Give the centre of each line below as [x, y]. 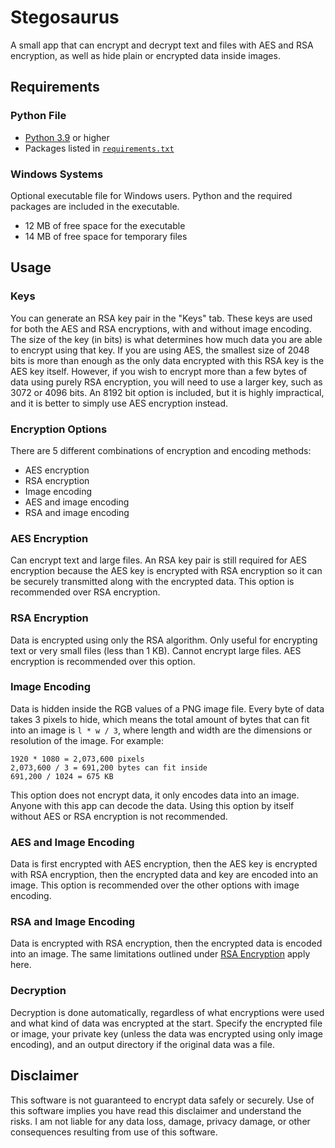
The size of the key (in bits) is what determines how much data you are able [166, 339]
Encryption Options [59, 429]
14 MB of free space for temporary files [106, 236]
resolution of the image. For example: [87, 740]
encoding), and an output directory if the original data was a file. [142, 1044]
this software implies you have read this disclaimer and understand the [156, 1110]
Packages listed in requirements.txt [99, 148]
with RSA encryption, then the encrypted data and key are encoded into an [164, 875]
